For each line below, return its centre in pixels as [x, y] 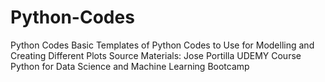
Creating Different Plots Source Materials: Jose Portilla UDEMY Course [156, 55]
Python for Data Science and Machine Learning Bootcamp [130, 66]
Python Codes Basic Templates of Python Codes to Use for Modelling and [162, 45]
